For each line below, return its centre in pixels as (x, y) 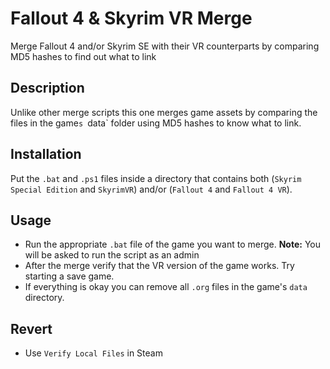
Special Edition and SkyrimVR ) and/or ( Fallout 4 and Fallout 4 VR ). (151, 189)
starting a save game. (69, 276)
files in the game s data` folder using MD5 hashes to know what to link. (156, 123)
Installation (46, 154)
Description (47, 88)
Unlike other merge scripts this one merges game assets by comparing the (164, 112)
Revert (31, 328)
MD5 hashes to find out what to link (83, 56)
